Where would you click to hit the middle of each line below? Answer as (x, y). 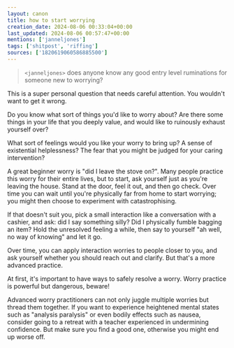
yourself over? (28, 129)
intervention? (26, 157)
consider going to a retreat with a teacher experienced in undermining (108, 321)
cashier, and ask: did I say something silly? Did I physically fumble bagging (115, 222)
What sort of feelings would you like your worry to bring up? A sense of (110, 143)
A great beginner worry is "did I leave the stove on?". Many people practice (115, 171)
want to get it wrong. (37, 101)
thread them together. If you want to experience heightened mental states (113, 307)
